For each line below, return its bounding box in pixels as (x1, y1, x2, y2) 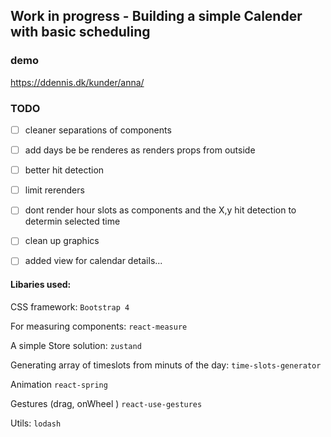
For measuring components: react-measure (10, 320, 188, 332)
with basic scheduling (10, 24, 151, 41)
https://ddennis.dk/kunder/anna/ (10, 76, 145, 88)
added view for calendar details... (24, 255, 163, 267)
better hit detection (24, 164, 105, 176)
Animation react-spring (10, 378, 108, 390)
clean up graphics (24, 235, 100, 247)
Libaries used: (10, 279, 72, 291)
